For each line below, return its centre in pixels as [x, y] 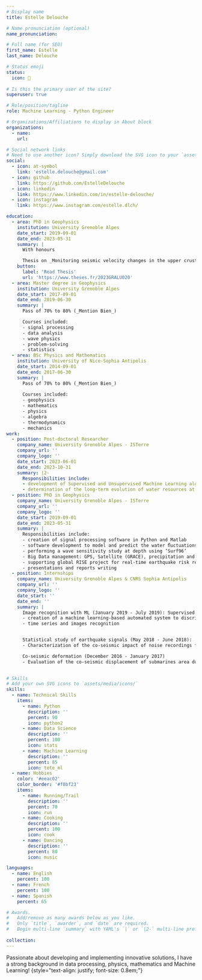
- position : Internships [43, 574]
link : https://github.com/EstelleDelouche [71, 183]
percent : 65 [32, 902]
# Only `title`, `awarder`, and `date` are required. [78, 923]
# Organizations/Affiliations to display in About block [79, 122]
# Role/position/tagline [37, 106]
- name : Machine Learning [54, 751]
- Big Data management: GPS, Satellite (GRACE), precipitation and [109, 557]
